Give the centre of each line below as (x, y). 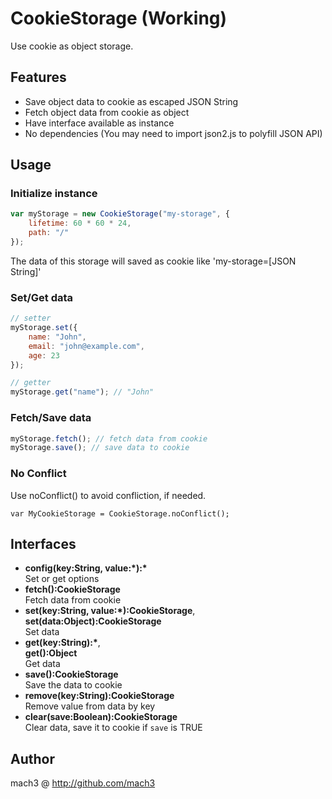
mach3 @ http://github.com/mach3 (83, 783)
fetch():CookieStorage (72, 589)
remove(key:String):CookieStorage (99, 696)
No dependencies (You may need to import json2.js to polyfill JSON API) (173, 133)
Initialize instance (54, 194)
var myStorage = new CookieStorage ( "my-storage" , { (120, 214)
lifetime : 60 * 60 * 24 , (80, 223)
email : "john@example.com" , (86, 346)
